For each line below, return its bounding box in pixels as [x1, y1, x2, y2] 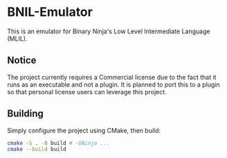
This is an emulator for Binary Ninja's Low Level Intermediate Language [7, 27, 210, 35]
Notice [7, 55, 37, 67]
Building [7, 108, 44, 120]
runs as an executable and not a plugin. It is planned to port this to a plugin [7, 80, 220, 89]
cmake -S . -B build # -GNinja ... [7, 139, 110, 146]
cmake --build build [7, 146, 67, 153]
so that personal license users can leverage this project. [7, 87, 167, 96]
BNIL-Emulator [7, 4, 93, 20]
